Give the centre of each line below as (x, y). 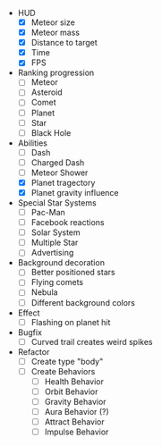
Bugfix (30, 332)
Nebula (44, 292)
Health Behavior (74, 381)
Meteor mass (55, 33)
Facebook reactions (68, 223)
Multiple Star (55, 243)
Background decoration (61, 263)
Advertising (52, 253)
